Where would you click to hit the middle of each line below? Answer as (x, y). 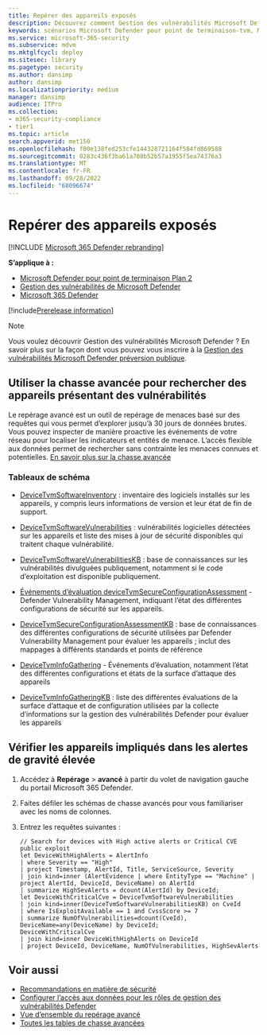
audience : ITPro (35, 104)
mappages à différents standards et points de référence (111, 649)
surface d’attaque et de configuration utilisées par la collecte (119, 706)
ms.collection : (33, 112)
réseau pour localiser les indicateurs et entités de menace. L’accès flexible (130, 440)
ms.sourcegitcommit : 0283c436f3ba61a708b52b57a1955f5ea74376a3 (115, 156)
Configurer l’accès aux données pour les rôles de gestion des (120, 998)
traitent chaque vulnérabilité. (66, 544)
